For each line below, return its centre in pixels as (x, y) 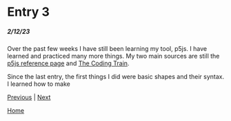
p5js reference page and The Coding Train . (68, 63)
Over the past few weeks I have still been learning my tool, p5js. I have (107, 49)
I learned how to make (39, 84)
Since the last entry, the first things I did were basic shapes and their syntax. (116, 77)
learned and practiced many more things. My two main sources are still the (113, 56)
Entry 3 (29, 12)
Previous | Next (29, 98)
